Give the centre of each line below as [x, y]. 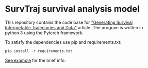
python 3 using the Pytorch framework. [44, 33]
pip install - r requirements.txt [39, 51]
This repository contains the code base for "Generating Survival [69, 22]
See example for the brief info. [35, 60]
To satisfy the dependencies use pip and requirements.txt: [63, 42]
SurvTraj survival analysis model [72, 9]
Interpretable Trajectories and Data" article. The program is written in [74, 27]
